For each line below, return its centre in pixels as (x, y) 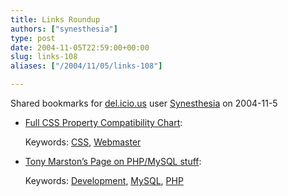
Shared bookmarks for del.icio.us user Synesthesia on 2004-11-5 (144, 103)
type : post (33, 38)
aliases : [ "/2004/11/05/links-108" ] (86, 66)
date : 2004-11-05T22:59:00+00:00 (80, 47)
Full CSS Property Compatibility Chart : (103, 122)
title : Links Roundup (55, 19)
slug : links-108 (44, 57)
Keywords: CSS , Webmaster (83, 142)
